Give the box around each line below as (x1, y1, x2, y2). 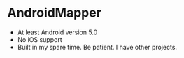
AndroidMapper (7, 5, 101, 21)
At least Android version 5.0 (17, 28, 98, 36)
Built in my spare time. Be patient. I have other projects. (17, 43, 177, 51)
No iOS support (17, 35, 62, 43)
